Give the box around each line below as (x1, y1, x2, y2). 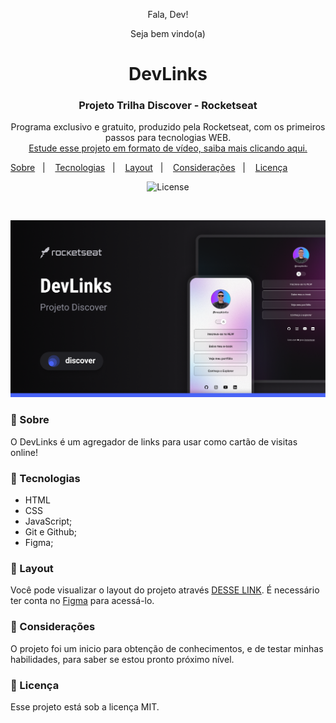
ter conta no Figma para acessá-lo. (10, 595, 155, 607)
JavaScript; (24, 515, 73, 528)
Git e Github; (24, 526, 78, 538)
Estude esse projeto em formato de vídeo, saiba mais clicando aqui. (28, 142, 308, 154)
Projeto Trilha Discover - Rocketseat (78, 99, 258, 113)
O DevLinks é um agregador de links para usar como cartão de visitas (10, 435, 298, 448)
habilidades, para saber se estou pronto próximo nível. (10, 653, 235, 665)
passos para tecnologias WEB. (104, 132, 232, 144)
